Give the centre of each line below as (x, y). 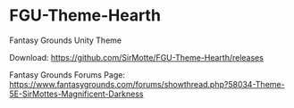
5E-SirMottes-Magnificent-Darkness (76, 94)
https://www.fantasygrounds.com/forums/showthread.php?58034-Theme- (147, 84)
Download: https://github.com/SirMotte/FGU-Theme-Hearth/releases (136, 57)
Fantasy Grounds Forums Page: (67, 75)
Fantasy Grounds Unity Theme (66, 40)
